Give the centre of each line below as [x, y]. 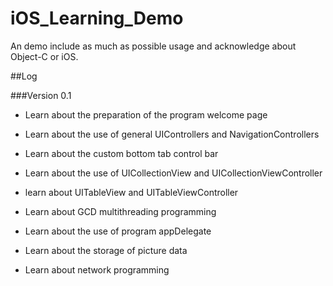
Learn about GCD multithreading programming [120, 211]
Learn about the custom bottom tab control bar [121, 153]
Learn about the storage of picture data [106, 250]
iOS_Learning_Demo [97, 18]
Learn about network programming [97, 269]
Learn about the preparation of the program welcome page [146, 114]
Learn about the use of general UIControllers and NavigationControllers [172, 134]
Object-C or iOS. [44, 56]
